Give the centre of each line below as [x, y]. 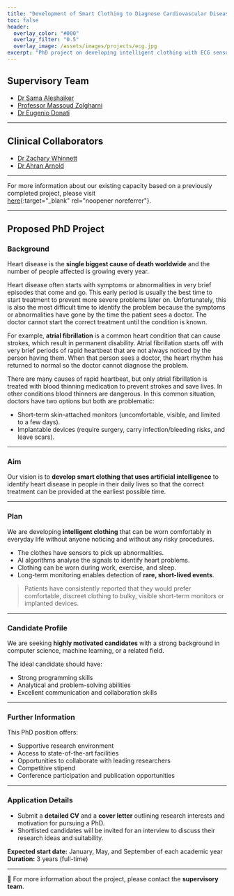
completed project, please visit [52, 193]
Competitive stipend [46, 768]
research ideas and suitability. [60, 838]
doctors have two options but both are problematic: [81, 401]
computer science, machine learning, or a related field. [86, 651]
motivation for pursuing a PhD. [61, 823]
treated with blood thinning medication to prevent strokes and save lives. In [115, 386]
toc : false [23, 20]
